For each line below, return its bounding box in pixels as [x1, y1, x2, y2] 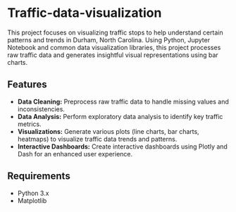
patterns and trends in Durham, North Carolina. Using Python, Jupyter [7, 35, 210, 44]
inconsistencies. [17, 104, 66, 113]
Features [7, 79, 47, 91]
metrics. [17, 120, 42, 128]
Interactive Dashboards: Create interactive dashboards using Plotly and [17, 142, 228, 151]
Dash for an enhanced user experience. [17, 149, 133, 158]
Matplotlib [17, 196, 47, 205]
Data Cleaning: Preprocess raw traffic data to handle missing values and [17, 97, 229, 106]
